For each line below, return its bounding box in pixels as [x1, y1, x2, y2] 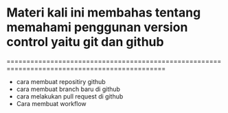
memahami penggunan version [6, 19, 188, 35]
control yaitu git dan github [6, 34, 164, 50]
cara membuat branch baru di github [16, 85, 121, 93]
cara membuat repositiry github [16, 77, 106, 85]
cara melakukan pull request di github [16, 92, 124, 101]
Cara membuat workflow [16, 99, 87, 107]
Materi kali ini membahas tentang [6, 5, 201, 21]
